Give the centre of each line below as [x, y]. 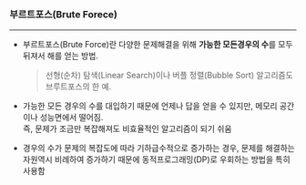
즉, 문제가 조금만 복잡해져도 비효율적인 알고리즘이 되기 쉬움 [127, 128]
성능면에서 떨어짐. [71, 118]
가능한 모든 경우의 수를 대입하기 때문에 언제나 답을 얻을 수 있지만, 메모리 [150, 106]
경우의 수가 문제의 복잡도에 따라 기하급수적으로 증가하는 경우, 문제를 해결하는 [159, 149]
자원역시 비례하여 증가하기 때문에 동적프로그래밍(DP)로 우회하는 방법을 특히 [156, 159]
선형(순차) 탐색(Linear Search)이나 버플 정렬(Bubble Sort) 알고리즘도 [169, 76]
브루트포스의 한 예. [78, 87]
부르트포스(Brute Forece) [64, 14]
